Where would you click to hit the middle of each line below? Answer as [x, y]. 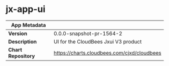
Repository [22, 56]
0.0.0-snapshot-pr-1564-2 [88, 33]
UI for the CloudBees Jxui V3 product [98, 41]
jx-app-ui [26, 9]
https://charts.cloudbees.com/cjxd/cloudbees [108, 52]
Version [18, 33]
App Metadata [29, 25]
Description [23, 41]
